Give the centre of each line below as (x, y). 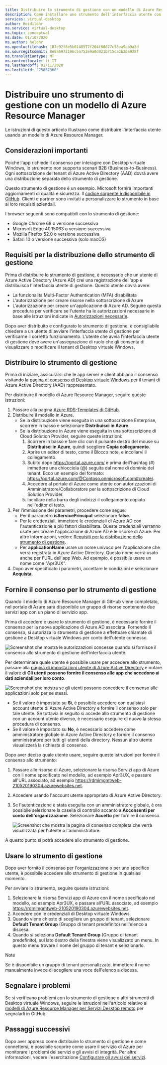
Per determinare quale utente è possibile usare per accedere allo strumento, (83, 662)
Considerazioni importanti (46, 151)
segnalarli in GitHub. (26, 1013)
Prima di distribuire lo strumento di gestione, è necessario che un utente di (82, 275)
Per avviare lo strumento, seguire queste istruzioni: (57, 888)
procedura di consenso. (37, 724)
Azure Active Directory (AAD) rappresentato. (51, 385)
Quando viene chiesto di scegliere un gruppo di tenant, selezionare (81, 919)
